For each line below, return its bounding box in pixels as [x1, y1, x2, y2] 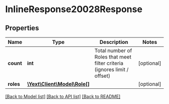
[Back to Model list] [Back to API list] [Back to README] [5, 93, 121, 99]
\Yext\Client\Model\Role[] [27, 81, 90, 87]
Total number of [94, 47, 132, 54]
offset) [94, 72, 111, 79]
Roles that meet [94, 54, 132, 60]
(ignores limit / [94, 66, 129, 73]
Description [100, 39, 128, 45]
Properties [5, 24, 39, 32]
